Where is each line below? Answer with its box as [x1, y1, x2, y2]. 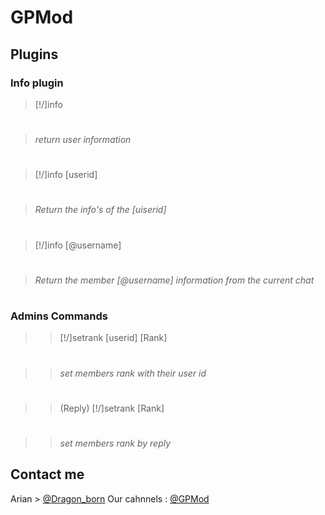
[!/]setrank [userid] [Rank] [59, 332, 168, 344]
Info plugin [10, 76, 64, 90]
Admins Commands [10, 309, 108, 323]
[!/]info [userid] [34, 169, 98, 181]
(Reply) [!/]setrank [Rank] [59, 402, 165, 414]
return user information [34, 134, 132, 146]
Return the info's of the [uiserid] [34, 204, 167, 216]
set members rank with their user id [59, 367, 207, 379]
